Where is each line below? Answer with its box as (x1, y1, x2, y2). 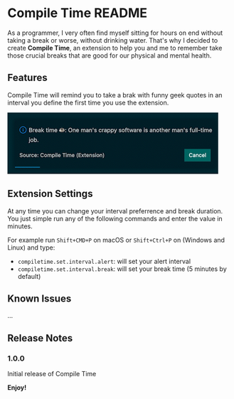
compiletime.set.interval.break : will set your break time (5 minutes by (17, 265, 228, 273)
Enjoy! (7, 383, 27, 392)
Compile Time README (7, 5, 148, 21)
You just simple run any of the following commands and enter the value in (7, 214, 223, 223)
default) (17, 272, 41, 280)
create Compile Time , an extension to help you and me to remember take (7, 43, 223, 52)
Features (7, 72, 48, 84)
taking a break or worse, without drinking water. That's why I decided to (7, 36, 218, 44)
